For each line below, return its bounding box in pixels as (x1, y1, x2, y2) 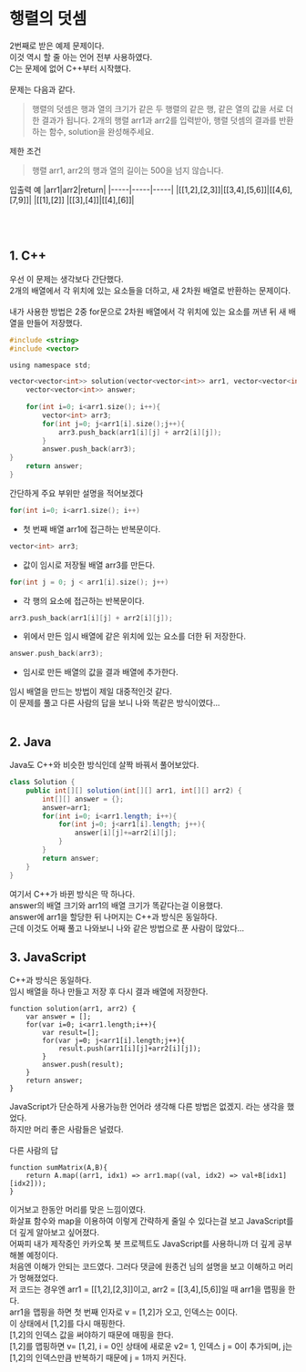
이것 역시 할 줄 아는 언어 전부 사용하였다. (9, 51, 153, 62)
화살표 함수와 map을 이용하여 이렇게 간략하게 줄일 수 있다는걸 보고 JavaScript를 (9, 1215, 294, 1226)
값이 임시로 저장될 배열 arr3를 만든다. (22, 559, 156, 570)
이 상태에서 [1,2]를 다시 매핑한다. (9, 1318, 126, 1329)
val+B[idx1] (241, 1172, 287, 1181)
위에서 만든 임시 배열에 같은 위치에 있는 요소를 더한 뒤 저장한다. (22, 630, 246, 642)
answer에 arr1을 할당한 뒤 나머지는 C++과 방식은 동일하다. (9, 911, 218, 922)
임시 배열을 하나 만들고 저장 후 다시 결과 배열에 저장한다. (9, 986, 209, 998)
